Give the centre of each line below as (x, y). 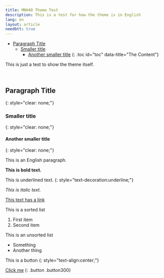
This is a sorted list (25, 210)
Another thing (27, 250)
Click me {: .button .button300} (38, 270)
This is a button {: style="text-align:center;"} (52, 260)
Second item (26, 225)
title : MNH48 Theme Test (32, 10)
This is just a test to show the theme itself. (50, 65)
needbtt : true (20, 29)
